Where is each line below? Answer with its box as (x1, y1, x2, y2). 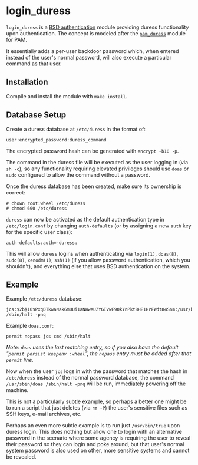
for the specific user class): (6, 228, 72, 235)
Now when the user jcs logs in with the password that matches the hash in (6, 368, 187, 375)
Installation (6, 77, 48, 87)
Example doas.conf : (6, 322, 54, 329)
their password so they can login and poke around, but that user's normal (6, 441, 184, 448)
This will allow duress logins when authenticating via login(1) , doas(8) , (6, 250, 179, 257)
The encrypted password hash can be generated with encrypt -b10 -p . (6, 147, 179, 154)
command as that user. (6, 60, 62, 67)
